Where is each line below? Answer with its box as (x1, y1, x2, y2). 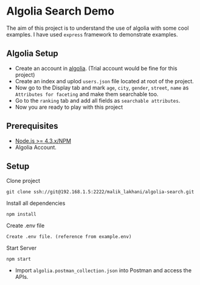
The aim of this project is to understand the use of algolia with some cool (6, 24, 189, 32)
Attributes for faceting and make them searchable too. (15, 90, 159, 98)
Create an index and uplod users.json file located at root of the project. (15, 77, 195, 84)
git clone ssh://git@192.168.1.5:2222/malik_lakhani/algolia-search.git (6, 189, 195, 195)
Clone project (6, 177, 41, 185)
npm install (6, 211, 36, 218)
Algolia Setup (6, 49, 59, 59)
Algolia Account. (15, 143, 57, 151)
